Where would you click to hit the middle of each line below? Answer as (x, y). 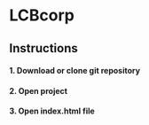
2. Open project (39, 90)
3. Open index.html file (52, 111)
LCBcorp (42, 16)
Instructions (43, 48)
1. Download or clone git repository (74, 71)
